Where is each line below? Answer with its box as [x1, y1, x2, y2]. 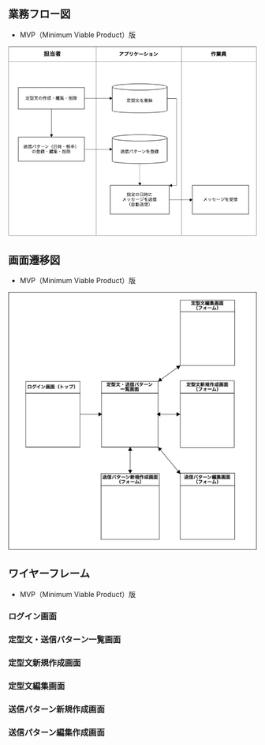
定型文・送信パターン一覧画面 [8, 634, 121, 645]
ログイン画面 [8, 611, 58, 622]
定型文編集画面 [8, 681, 65, 692]
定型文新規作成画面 [8, 657, 81, 668]
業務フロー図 [8, 7, 71, 21]
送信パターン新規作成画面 [8, 704, 105, 715]
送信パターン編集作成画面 [8, 727, 105, 738]
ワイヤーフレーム [8, 567, 91, 580]
